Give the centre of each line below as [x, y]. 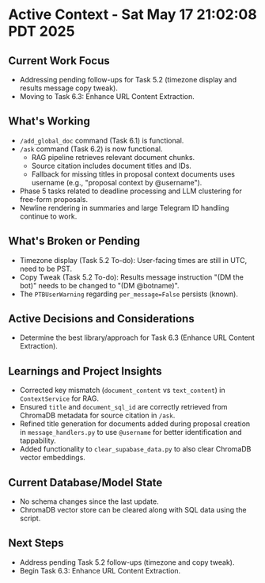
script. [30, 518]
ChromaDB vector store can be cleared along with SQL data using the [133, 510]
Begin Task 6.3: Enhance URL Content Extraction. [100, 570]
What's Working [49, 122]
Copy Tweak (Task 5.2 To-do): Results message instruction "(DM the [131, 277]
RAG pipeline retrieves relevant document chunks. [113, 157]
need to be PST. [46, 269]
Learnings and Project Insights [85, 371]
